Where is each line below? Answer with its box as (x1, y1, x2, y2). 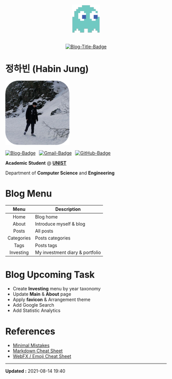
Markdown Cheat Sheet (12, 348, 63, 354)
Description (55, 206, 81, 212)
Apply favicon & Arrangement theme (12, 296, 91, 303)
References (5, 325, 55, 337)
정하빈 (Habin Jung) (5, 63, 89, 75)
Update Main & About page (12, 291, 72, 297)
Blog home (35, 213, 58, 220)
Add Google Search (12, 302, 55, 308)
